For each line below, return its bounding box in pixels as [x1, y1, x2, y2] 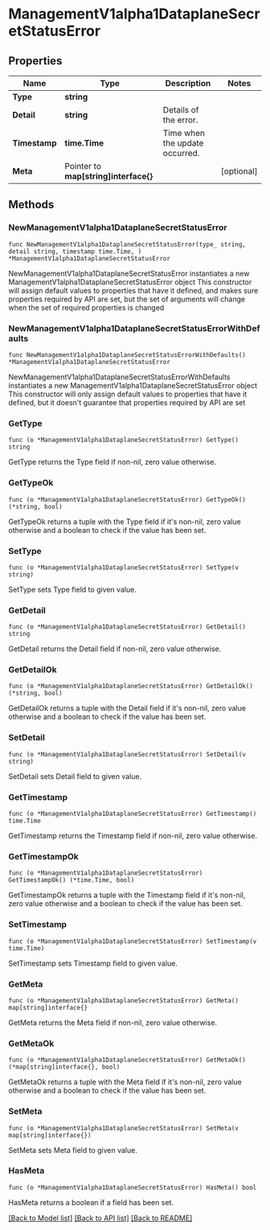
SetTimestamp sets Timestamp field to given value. [8, 958, 178, 968]
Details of [162, 105, 199, 115]
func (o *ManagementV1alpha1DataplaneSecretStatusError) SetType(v [8, 564, 239, 572]
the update [162, 137, 204, 149]
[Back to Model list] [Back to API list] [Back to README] [8, 1213, 193, 1223]
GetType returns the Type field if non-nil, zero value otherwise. [8, 457, 217, 467]
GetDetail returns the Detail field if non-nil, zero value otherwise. [8, 644, 222, 654]
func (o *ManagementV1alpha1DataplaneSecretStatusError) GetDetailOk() [8, 683, 253, 691]
